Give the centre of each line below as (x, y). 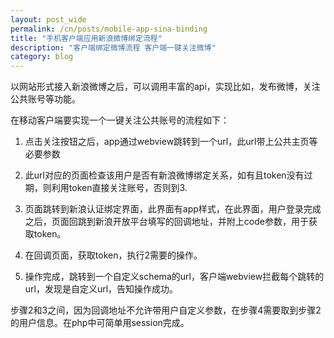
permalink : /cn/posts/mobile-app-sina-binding (109, 29)
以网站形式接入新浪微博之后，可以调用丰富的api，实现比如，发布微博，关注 (165, 87)
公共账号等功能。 (45, 99)
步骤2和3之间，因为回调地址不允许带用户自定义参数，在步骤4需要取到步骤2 (166, 310)
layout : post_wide (48, 19)
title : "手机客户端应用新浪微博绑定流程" (86, 38)
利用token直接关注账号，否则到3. (119, 188)
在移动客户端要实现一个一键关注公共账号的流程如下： (120, 120)
